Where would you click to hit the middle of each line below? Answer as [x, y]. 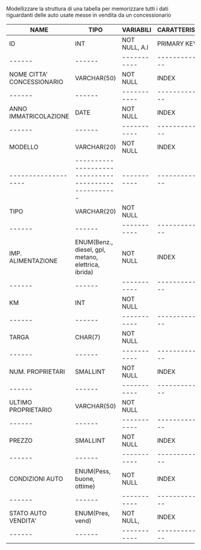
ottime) [85, 486]
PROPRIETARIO [31, 410]
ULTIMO [21, 402]
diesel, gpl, [90, 250]
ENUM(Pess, [93, 471]
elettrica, [87, 265]
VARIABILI [136, 30]
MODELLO [24, 147]
